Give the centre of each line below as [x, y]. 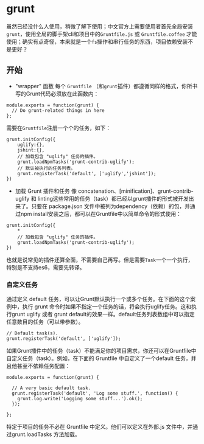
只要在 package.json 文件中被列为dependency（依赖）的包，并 [111, 206]
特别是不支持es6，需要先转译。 [46, 267]
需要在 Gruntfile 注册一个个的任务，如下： [59, 128]
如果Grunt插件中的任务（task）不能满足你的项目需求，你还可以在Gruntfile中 [101, 351]
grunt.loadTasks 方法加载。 [46, 434]
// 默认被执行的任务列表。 [46, 168]
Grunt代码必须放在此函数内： [62, 94]
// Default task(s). [33, 333]
